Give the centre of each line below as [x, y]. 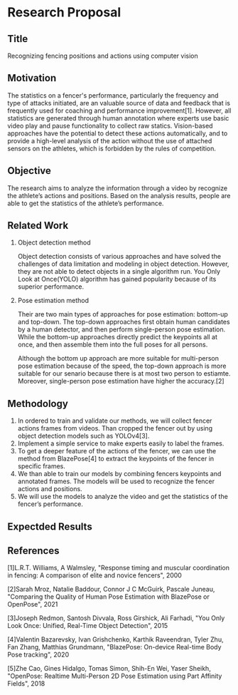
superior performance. [51, 287]
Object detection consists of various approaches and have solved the [119, 257]
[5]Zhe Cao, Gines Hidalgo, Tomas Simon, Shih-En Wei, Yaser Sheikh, [109, 669]
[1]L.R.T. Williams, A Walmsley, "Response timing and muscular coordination [118, 568]
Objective [29, 171]
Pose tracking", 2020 [38, 655]
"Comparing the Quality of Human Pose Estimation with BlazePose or [108, 597]
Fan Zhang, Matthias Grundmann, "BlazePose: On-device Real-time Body [114, 647]
